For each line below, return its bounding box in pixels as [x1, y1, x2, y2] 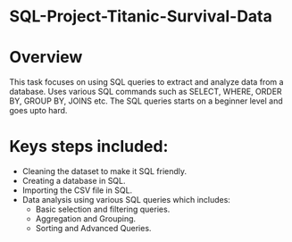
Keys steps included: [9, 137, 169, 157]
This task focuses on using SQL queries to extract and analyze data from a [9, 77, 284, 88]
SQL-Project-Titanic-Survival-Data [9, 6, 272, 27]
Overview [9, 47, 83, 68]
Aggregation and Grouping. [35, 213, 137, 224]
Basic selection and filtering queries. [35, 204, 171, 215]
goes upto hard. [9, 105, 68, 116]
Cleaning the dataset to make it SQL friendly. [21, 166, 188, 177]
